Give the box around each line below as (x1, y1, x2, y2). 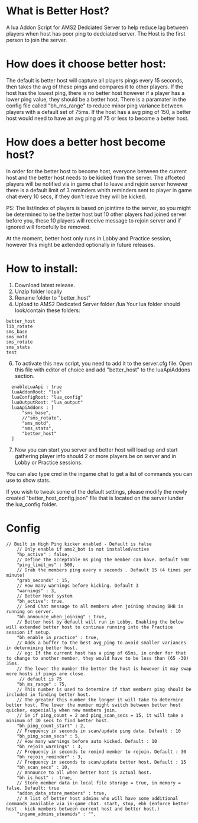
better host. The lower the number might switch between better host (6, 702, 181, 708)
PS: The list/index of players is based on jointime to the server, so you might (6, 204, 191, 211)
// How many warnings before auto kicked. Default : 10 (17, 738, 158, 744)
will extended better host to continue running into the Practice (6, 624, 173, 630)
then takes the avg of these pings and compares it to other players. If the (6, 83, 184, 90)
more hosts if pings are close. (6, 671, 86, 677)
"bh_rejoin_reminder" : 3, (17, 754, 83, 760)
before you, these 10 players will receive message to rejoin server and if (6, 217, 181, 224)
